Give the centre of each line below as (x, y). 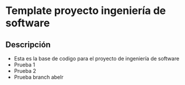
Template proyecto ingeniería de (86, 11)
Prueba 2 (25, 71)
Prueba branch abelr (39, 77)
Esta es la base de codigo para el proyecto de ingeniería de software (97, 59)
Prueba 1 (25, 65)
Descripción (28, 45)
